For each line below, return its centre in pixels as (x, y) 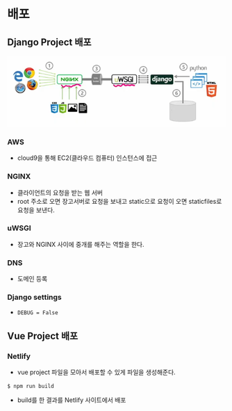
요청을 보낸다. (36, 210)
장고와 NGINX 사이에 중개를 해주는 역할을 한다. (81, 244)
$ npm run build (31, 387)
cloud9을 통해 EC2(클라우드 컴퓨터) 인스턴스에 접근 (87, 158)
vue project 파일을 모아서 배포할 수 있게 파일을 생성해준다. (96, 372)
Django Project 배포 (49, 42)
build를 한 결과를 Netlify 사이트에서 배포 (72, 400)
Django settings (35, 298)
